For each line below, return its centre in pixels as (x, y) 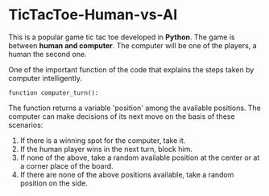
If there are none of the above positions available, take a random (127, 174)
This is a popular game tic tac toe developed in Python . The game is (122, 37)
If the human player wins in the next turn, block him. (106, 149)
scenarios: (26, 125)
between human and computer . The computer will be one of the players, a (132, 45)
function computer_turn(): (54, 93)
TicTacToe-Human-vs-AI (93, 15)
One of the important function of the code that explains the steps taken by (131, 69)
